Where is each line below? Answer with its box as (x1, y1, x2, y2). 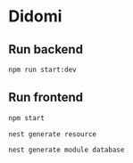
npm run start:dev (8, 65, 77, 74)
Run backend (8, 42, 84, 57)
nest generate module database (8, 145, 125, 155)
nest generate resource (8, 129, 97, 139)
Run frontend (8, 90, 84, 105)
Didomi (8, 6, 62, 27)
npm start (8, 113, 46, 122)
